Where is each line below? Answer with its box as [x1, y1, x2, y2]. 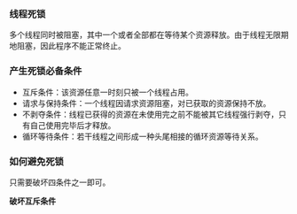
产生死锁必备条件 [9, 65, 82, 77]
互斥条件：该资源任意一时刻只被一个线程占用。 [21, 87, 193, 97]
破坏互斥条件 [9, 195, 56, 206]
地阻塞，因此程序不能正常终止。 [9, 41, 126, 51]
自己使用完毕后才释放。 [29, 119, 116, 130]
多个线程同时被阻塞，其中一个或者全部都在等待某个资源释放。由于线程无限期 [9, 29, 289, 41]
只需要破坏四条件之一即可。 [9, 177, 111, 187]
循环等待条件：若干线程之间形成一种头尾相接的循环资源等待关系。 [21, 131, 263, 141]
